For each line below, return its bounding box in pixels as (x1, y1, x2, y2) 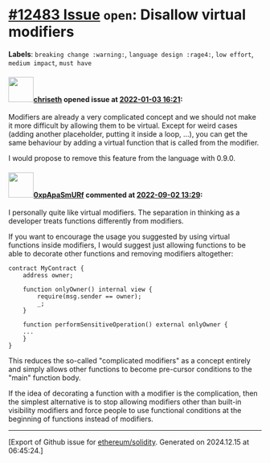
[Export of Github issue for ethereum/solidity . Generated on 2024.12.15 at (8, 437, 250, 447)
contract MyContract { (8, 264, 84, 272)
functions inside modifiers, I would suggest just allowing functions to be (8, 240, 247, 250)
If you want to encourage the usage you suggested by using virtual (8, 231, 231, 242)
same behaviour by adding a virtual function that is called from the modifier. (8, 138, 260, 148)
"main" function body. (8, 373, 81, 383)
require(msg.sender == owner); (37, 293, 142, 301)
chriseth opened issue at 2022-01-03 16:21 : (33, 94, 183, 104)
